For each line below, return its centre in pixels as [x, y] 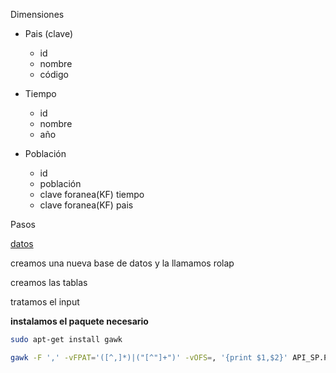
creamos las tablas [49, 282]
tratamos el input [45, 302]
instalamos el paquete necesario [79, 321]
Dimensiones [37, 14]
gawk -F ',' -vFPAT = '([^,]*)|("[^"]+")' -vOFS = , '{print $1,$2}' [149, 357]
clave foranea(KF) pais [86, 205]
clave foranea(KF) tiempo [92, 194]
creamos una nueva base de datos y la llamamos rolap [122, 263]
